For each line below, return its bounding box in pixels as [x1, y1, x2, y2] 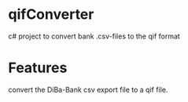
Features [8, 59, 68, 77]
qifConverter [8, 5, 94, 24]
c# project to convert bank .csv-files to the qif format [8, 31, 181, 41]
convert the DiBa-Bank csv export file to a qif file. [8, 85, 168, 94]
